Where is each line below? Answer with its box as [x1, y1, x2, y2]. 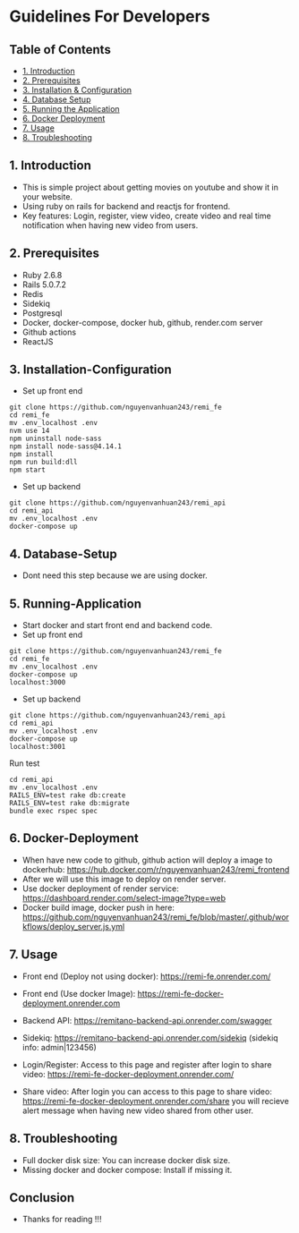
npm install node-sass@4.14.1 [9, 442, 123, 451]
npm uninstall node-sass [9, 434, 102, 444]
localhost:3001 [9, 743, 66, 752]
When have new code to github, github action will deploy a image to [21, 855, 273, 865]
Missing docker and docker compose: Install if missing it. [21, 1164, 233, 1175]
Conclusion [9, 1190, 75, 1205]
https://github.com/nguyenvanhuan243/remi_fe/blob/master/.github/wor [21, 911, 289, 923]
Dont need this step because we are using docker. [21, 570, 208, 581]
